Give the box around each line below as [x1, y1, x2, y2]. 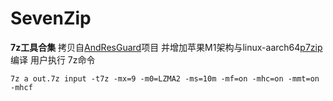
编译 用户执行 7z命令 [10, 53, 96, 66]
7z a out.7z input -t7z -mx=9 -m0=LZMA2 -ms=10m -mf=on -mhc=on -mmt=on [10, 73, 320, 84]
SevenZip [10, 7, 92, 30]
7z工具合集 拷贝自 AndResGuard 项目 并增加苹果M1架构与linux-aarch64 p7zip [10, 41, 323, 53]
